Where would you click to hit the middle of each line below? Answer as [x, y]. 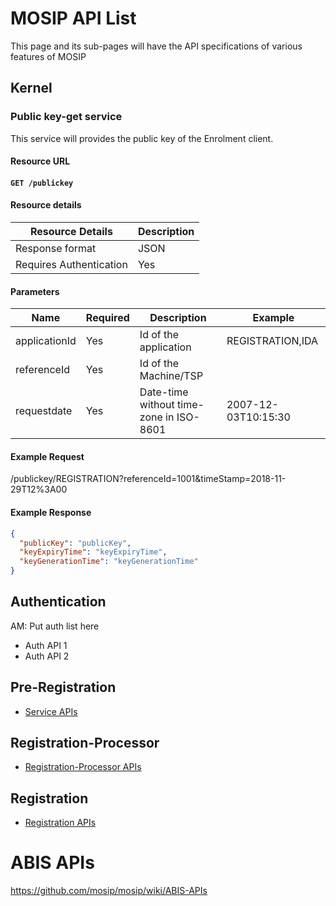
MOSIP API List [73, 18]
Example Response [51, 513]
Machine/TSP [171, 376]
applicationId [46, 341]
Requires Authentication [71, 265]
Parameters [35, 291]
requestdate [44, 411]
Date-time [164, 392]
